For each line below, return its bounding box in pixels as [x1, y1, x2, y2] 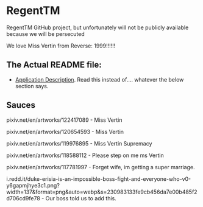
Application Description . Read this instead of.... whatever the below [15, 75, 184, 83]
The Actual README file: [6, 60, 102, 70]
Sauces [6, 100, 35, 110]
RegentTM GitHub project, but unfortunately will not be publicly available [6, 24, 189, 31]
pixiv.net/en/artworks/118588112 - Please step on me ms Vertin [6, 152, 164, 159]
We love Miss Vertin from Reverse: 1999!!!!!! [6, 42, 116, 49]
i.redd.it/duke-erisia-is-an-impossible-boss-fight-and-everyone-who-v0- [6, 175, 191, 183]
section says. [15, 82, 49, 89]
